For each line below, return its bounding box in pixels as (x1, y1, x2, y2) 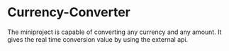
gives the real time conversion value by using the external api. (7, 35, 189, 43)
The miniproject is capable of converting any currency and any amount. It (7, 28, 222, 36)
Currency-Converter (7, 4, 131, 21)
